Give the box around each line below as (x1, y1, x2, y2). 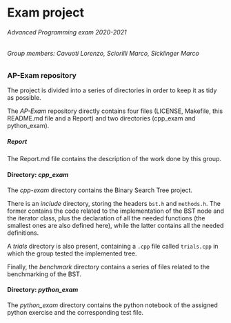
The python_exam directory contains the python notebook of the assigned (7, 301, 219, 309)
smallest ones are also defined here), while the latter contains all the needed (7, 221, 224, 229)
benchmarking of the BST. (7, 270, 81, 278)
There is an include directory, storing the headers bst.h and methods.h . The (7, 199, 221, 207)
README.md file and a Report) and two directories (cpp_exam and (7, 114, 196, 123)
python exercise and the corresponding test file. (7, 308, 143, 316)
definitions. (7, 229, 39, 237)
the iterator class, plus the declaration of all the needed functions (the (7, 213, 205, 222)
